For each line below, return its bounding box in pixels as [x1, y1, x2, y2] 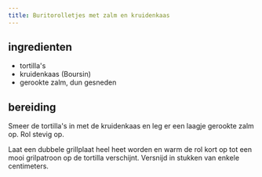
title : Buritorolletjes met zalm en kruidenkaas [8, 11, 170, 20]
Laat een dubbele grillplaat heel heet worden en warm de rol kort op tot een [8, 145, 253, 154]
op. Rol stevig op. [8, 130, 64, 139]
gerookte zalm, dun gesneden [19, 78, 117, 87]
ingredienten [8, 41, 73, 54]
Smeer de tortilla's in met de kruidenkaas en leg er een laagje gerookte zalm [8, 121, 255, 131]
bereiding [8, 100, 56, 114]
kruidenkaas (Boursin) [19, 70, 92, 79]
